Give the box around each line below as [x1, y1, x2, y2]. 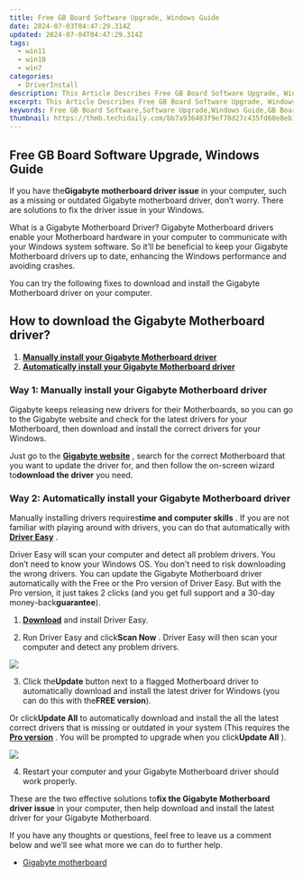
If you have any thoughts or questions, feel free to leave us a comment [9, 830, 272, 841]
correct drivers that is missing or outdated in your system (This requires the [9, 723, 290, 734]
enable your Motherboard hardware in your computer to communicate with [9, 231, 288, 242]
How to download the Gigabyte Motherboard [9, 313, 265, 329]
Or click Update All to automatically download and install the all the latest [9, 713, 280, 724]
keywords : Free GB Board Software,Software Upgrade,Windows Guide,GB [9, 106, 277, 115]
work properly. [22, 776, 78, 787]
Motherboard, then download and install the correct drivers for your [9, 423, 262, 434]
